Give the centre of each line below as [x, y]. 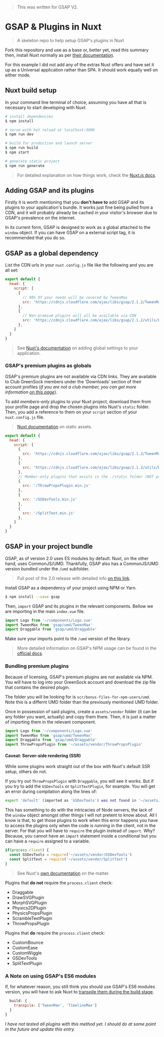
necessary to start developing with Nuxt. [46, 107]
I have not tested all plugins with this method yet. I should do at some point [81, 1024]
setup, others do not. [26, 772]
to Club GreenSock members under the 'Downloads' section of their [73, 381]
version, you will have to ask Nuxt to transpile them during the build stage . [80, 992]
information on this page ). [31, 392]
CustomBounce [28, 942]
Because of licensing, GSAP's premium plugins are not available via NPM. [79, 677]
